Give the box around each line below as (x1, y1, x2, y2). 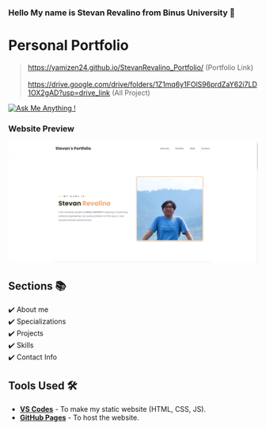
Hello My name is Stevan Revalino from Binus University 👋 (8, 7, 236, 18)
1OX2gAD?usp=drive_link (27, 87, 111, 98)
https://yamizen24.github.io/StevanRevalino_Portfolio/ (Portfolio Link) (27, 63, 254, 72)
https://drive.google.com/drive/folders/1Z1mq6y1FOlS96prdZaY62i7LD (27, 79, 257, 89)
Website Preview (8, 123, 75, 134)
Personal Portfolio (8, 36, 129, 55)
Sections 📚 (8, 279, 66, 293)
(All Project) (112, 87, 150, 98)
